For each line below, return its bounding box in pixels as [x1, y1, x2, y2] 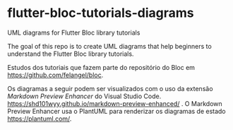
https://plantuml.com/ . [7, 114, 72, 123]
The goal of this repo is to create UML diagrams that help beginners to [7, 42, 212, 50]
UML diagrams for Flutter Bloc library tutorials [7, 28, 141, 37]
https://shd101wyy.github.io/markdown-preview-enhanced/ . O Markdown [7, 99, 222, 107]
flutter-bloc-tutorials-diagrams [7, 5, 194, 21]
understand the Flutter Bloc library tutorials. [7, 49, 134, 58]
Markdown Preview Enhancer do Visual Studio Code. [7, 92, 162, 100]
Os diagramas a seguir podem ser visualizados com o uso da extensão [7, 84, 213, 93]
